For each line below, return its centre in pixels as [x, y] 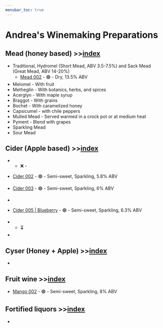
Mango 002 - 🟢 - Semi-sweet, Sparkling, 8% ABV [65, 292]
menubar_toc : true [24, 10]
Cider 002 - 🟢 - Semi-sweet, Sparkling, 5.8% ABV [65, 176]
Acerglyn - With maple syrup [42, 95]
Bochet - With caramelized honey [47, 106]
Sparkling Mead [29, 127]
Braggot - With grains [35, 100]
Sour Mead [24, 133]
